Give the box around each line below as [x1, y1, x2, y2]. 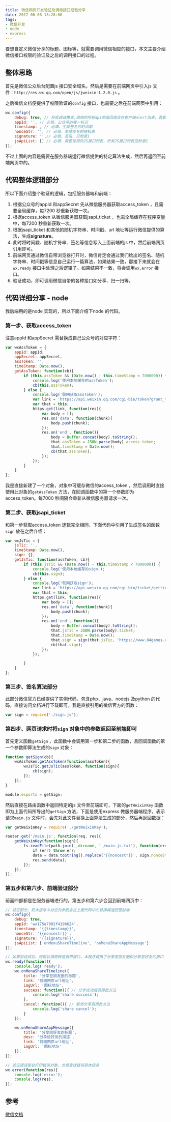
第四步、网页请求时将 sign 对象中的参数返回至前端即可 [5, 726, 137, 733]
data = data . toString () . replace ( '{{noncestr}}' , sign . [32, 853, 152, 858]
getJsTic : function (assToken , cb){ [14, 557, 90, 562]
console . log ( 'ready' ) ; [14, 964, 63, 969]
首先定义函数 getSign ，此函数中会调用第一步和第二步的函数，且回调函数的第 [5, 738, 165, 744]
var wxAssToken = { [5, 344, 47, 350]
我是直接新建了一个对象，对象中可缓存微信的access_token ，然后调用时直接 [5, 482, 164, 488]
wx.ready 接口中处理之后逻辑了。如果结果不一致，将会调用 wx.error [12, 265, 154, 271]
